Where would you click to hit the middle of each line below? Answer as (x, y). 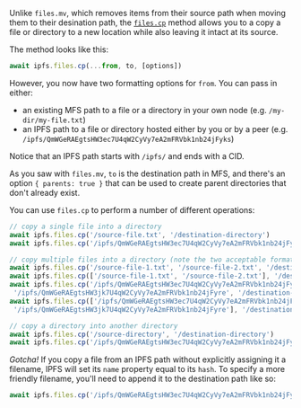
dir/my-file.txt (52, 120)
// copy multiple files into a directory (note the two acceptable (138, 260)
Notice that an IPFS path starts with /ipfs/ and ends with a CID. (127, 155)
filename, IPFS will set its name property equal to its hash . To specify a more (147, 369)
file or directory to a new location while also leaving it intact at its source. (144, 32)
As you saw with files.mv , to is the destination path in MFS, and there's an (147, 173)
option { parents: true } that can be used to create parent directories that (148, 182)
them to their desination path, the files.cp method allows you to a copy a (145, 22)
